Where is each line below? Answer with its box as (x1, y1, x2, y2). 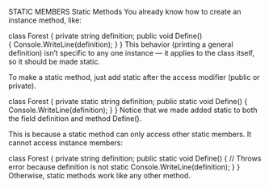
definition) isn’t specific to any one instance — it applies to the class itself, (8, 48, 255, 57)
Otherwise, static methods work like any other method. (8, 171, 191, 180)
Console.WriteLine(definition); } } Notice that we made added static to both (8, 105, 258, 115)
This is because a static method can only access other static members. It (8, 129, 252, 139)
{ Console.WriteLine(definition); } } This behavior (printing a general (8, 40, 233, 49)
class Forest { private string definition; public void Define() (8, 31, 203, 40)
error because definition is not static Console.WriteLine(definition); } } (8, 162, 241, 172)
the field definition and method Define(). (8, 114, 142, 123)
